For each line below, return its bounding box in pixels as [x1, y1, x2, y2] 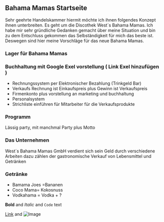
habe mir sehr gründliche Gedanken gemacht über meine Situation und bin [5, 27, 156, 33]
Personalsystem [12, 96, 45, 102]
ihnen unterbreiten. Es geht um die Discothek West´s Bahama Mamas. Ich [5, 22, 153, 28]
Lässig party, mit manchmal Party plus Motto [5, 124, 95, 130]
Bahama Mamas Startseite [5, 4, 87, 12]
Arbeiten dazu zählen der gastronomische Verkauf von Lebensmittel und [5, 153, 152, 159]
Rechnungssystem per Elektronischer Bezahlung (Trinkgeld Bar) [12, 80, 141, 86]
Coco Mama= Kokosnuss [12, 187, 63, 193]
